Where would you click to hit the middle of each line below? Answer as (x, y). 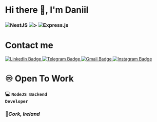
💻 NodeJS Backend (26, 94)
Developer (17, 102)
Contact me (29, 45)
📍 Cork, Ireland (22, 114)
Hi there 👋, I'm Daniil (47, 10)
